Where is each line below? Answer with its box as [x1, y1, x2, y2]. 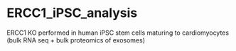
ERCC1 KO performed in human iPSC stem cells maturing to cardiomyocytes [6, 28, 229, 37]
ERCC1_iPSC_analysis [6, 5, 138, 21]
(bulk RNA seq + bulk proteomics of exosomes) [6, 35, 146, 44]
